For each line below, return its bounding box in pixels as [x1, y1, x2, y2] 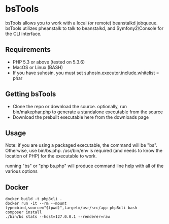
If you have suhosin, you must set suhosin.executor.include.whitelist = [12, 70, 159, 76]
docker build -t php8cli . [5, 197, 62, 202]
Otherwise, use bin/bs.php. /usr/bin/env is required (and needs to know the [5, 148, 163, 154]
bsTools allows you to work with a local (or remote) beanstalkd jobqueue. [5, 20, 158, 26]
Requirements [5, 45, 51, 54]
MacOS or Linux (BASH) [12, 64, 63, 70]
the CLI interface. [5, 30, 42, 37]
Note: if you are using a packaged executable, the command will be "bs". [5, 142, 158, 148]
